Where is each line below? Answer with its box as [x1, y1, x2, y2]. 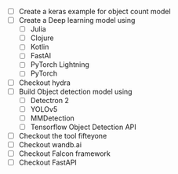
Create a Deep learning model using [18, 16, 136, 25]
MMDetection [30, 113, 75, 123]
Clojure [30, 33, 54, 43]
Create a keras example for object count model [18, 7, 171, 16]
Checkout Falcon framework [18, 149, 111, 158]
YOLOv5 [30, 104, 58, 113]
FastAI [30, 51, 52, 61]
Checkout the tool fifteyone [18, 131, 107, 140]
